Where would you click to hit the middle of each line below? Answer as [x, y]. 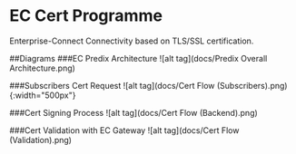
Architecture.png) [42, 68]
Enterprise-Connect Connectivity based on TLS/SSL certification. [132, 41]
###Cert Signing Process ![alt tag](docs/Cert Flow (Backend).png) [134, 112]
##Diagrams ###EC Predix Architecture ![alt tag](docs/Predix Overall [138, 58]
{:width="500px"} [43, 95]
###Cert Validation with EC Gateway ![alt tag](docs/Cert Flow [124, 130]
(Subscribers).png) [252, 85]
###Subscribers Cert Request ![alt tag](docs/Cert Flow [112, 85]
